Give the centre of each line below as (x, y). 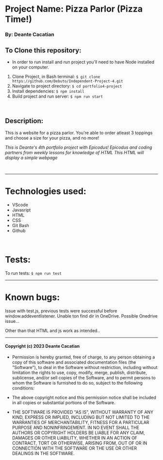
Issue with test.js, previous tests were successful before (61, 311)
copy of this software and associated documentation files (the (74, 362)
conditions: (23, 388)
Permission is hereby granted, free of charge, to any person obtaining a (83, 357)
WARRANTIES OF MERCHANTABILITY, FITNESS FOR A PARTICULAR (81, 422)
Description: (24, 121)
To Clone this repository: (43, 50)
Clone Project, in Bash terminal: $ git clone (56, 76)
